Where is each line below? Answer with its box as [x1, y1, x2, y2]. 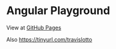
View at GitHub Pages [6, 24, 62, 31]
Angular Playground [6, 4, 111, 18]
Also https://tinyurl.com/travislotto [6, 36, 93, 43]
